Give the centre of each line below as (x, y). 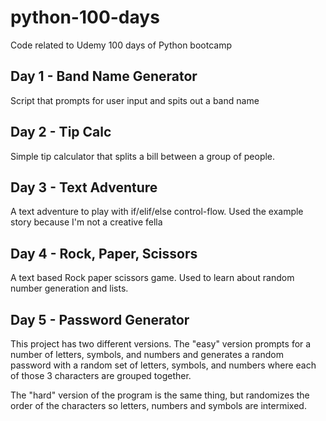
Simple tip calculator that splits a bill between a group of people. (143, 156)
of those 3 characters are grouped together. (101, 375)
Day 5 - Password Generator (100, 319)
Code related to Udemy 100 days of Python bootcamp (121, 45)
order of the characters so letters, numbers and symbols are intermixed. (158, 405)
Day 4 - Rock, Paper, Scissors (104, 253)
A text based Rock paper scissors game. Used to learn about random (152, 278)
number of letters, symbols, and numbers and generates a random (147, 354)
